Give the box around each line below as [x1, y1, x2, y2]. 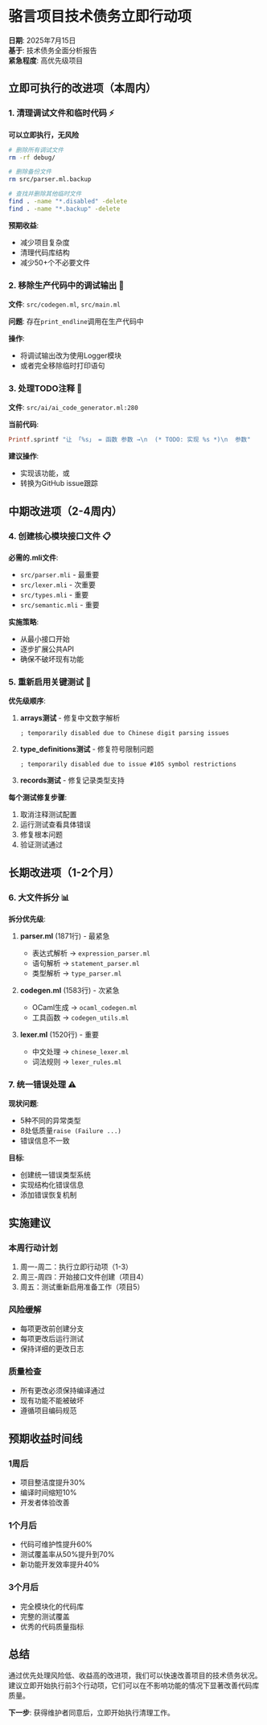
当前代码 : [8, 420, 39, 429]
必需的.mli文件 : [8, 552, 59, 562]
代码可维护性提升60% [19, 1539, 93, 1549]
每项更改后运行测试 [19, 1334, 84, 1344]
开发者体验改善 [19, 1497, 70, 1508]
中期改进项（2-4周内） [8, 504, 123, 518]
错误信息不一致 [19, 1136, 70, 1146]
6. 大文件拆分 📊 [8, 892, 70, 903]
